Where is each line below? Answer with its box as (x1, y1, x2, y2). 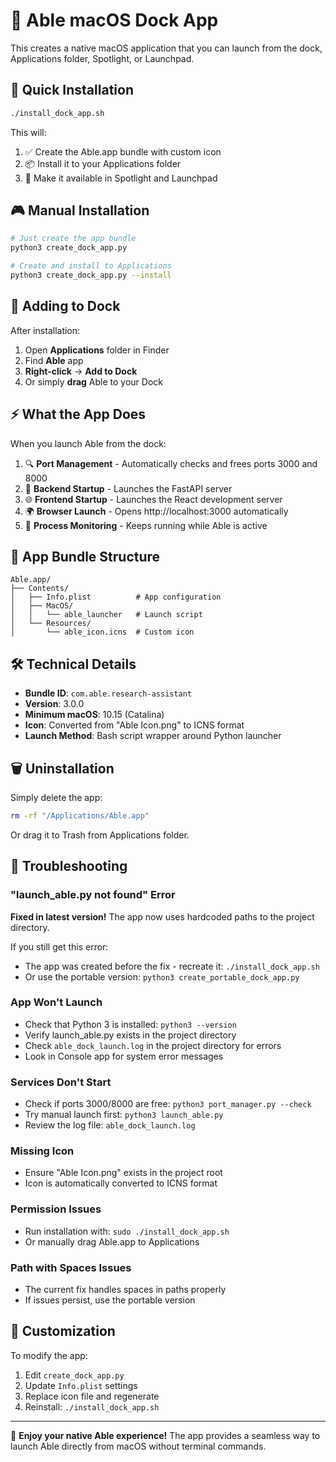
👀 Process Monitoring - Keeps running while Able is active (24, 519, 268, 531)
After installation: (10, 324, 81, 336)
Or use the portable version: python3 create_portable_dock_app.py (24, 970, 300, 983)
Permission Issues (10, 1202, 102, 1216)
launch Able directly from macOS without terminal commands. (10, 1440, 267, 1452)
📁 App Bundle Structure (10, 548, 161, 565)
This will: (10, 126, 47, 138)
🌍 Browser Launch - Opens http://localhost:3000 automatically (24, 505, 289, 517)
